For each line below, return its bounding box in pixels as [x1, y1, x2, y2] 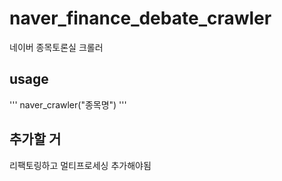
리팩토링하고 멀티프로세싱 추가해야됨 [9, 159, 152, 171]
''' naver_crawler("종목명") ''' [9, 98, 127, 111]
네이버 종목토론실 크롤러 [9, 41, 104, 53]
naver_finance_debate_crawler [9, 7, 272, 30]
